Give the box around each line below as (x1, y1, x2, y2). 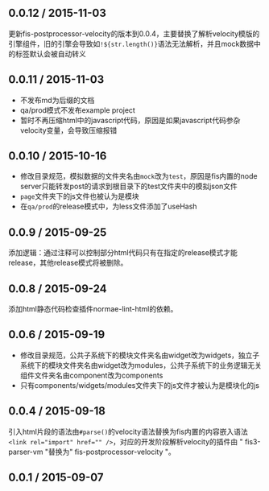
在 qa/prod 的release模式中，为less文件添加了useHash (19, 201, 197, 212)
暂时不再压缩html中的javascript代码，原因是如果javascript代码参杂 (19, 115, 241, 125)
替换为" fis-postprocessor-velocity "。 (48, 447, 176, 456)
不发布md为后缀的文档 (19, 95, 95, 105)
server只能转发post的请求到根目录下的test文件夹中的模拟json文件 (19, 181, 238, 192)
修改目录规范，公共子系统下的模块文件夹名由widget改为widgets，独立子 (19, 350, 260, 360)
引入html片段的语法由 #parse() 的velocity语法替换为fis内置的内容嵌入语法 (8, 427, 248, 436)
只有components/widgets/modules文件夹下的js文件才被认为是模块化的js (19, 380, 260, 390)
